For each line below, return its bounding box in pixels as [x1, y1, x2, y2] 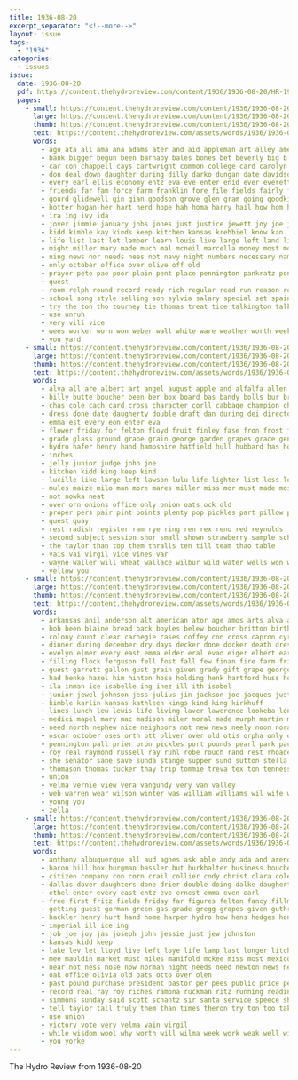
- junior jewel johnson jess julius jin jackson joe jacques [41, 690, 272, 699]
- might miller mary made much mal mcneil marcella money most [41, 244, 279, 253]
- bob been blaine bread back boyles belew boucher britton [41, 623, 268, 633]
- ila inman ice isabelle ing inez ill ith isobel [41, 681, 232, 691]
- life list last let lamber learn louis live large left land [41, 236, 279, 245]
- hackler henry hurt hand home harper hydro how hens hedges [41, 913, 276, 922]
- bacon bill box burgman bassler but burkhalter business [41, 863, 264, 872]
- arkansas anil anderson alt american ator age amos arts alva [41, 615, 284, 624]
